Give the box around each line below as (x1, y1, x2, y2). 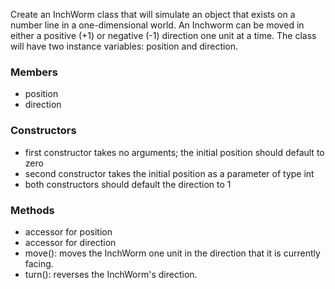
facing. (24, 257, 54, 269)
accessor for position (24, 225, 113, 238)
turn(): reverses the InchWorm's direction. (24, 268, 198, 280)
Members (10, 65, 58, 79)
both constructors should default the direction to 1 (24, 178, 232, 190)
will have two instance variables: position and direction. (10, 40, 239, 52)
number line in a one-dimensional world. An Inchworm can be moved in (10, 19, 305, 31)
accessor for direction (24, 236, 117, 248)
